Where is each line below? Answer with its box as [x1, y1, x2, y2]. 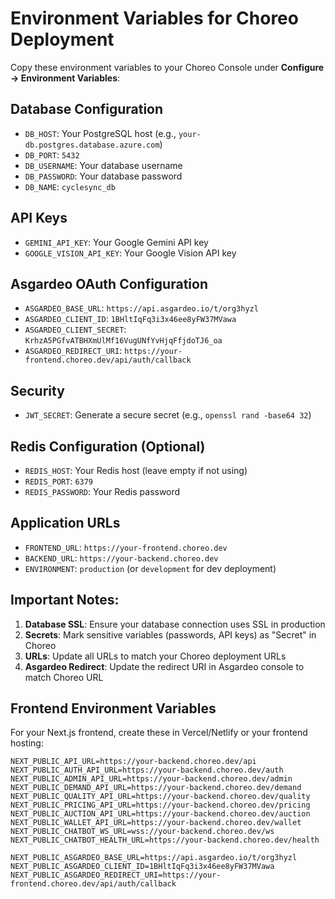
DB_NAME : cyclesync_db [24, 180, 116, 192]
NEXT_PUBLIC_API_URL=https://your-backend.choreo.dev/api [10, 757, 257, 767]
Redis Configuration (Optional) [10, 438, 206, 455]
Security [10, 382, 65, 399]
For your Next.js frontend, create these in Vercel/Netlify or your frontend [10, 727, 308, 739]
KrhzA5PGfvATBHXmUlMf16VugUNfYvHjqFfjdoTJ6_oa [24, 336, 223, 346]
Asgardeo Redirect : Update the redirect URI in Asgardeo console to [24, 660, 305, 672]
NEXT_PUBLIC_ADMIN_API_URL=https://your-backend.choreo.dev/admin [10, 774, 293, 784]
